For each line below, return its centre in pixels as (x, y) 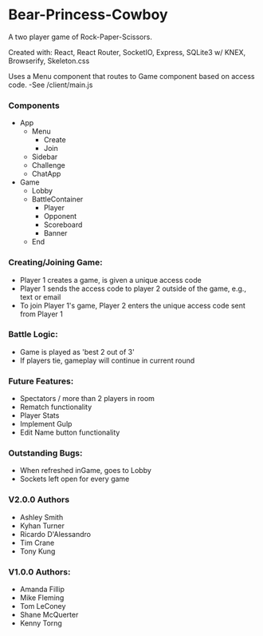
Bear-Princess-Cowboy (88, 15)
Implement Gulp (46, 424)
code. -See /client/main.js (51, 85)
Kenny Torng (41, 623)
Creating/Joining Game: (55, 263)
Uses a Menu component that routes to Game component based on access (131, 76)
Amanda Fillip (42, 590)
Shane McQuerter (49, 615)
